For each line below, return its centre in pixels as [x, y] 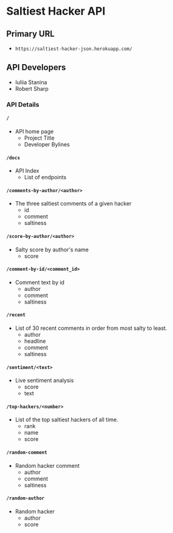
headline [35, 341]
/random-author [25, 498]
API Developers [36, 67]
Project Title [39, 138]
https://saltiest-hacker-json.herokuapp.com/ [73, 49]
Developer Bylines [47, 144]
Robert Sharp [32, 88]
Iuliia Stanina [31, 82]
